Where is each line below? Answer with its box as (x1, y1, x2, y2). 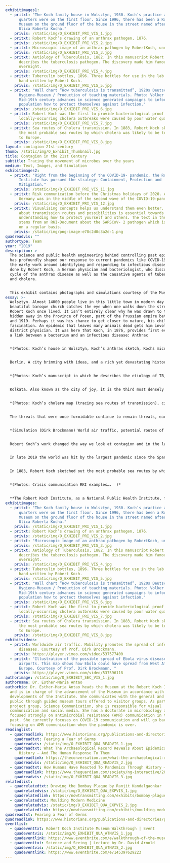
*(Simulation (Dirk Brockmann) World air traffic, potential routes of (10, 427, 164, 433)
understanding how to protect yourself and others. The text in (18, 215, 157, 220)
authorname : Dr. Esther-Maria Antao (5, 680, 82, 685)
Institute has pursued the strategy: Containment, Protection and (18, 177, 162, 183)
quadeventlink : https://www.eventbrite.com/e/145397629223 (14, 850, 142, 855)
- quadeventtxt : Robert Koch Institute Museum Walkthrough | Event (10, 826, 155, 832)
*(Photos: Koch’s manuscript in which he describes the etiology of (10, 374, 157, 379)
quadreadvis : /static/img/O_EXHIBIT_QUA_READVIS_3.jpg (14, 774, 133, 779)
